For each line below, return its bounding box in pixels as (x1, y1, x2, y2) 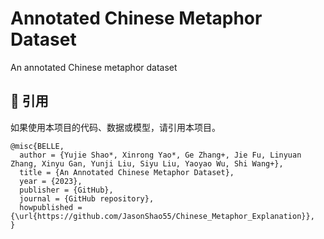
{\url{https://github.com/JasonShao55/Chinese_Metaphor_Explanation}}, (10, 211, 315, 221)
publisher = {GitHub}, (19, 185, 114, 195)
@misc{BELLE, (10, 141, 65, 151)
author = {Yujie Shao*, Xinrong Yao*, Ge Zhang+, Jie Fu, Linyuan (19, 150, 302, 160)
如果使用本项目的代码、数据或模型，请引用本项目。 (10, 121, 221, 133)
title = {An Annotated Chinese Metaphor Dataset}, (19, 167, 235, 177)
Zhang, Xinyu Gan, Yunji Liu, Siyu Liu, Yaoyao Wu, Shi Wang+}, (10, 158, 284, 169)
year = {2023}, (19, 176, 83, 186)
